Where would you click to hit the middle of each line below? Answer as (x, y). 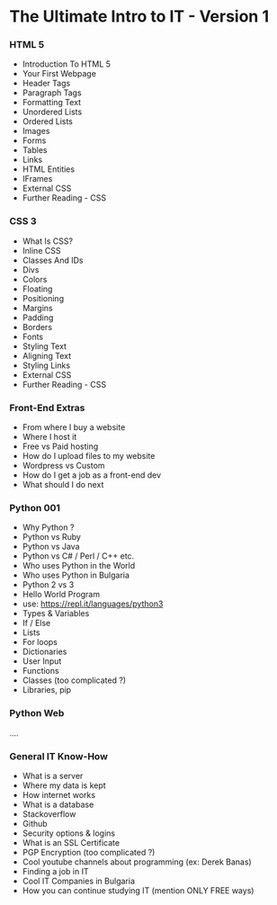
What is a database (58, 804)
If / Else (36, 623)
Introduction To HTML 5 (66, 64)
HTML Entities (48, 169)
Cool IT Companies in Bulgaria (79, 881)
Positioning (43, 298)
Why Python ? (48, 527)
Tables (35, 150)
